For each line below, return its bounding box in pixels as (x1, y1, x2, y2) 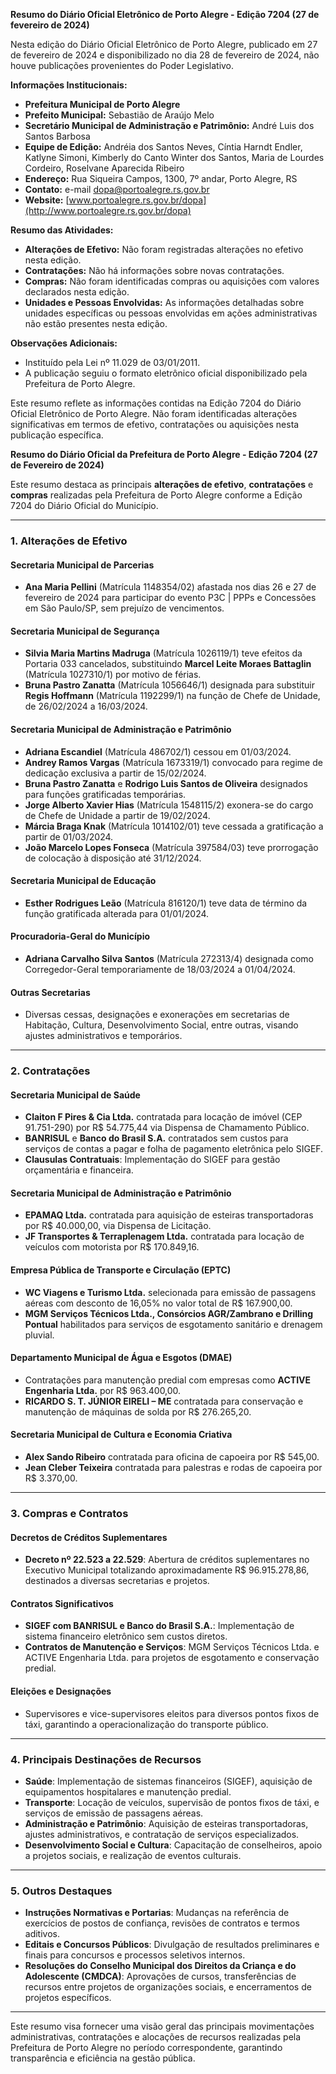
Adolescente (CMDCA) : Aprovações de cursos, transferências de (24, 1970, 297, 1983)
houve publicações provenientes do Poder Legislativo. (10, 60, 235, 71)
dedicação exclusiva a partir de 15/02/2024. (24, 767, 207, 779)
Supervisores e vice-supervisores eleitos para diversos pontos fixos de (24, 1707, 320, 1719)
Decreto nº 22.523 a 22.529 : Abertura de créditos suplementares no (24, 1554, 310, 1566)
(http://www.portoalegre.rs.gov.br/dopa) (24, 205, 192, 216)
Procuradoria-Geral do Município (10, 930, 151, 943)
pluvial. (24, 1329, 55, 1341)
